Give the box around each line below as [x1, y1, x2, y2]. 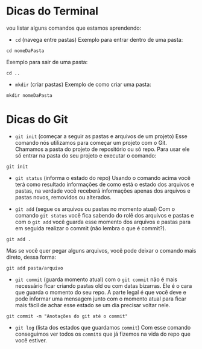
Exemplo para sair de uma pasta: [6, 58, 88, 65]
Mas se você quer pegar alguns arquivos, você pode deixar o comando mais [6, 247, 197, 254]
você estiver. [14, 336, 47, 344]
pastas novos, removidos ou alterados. [14, 193, 112, 201]
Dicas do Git [6, 113, 68, 127]
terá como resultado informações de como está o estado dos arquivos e [14, 181, 195, 188]
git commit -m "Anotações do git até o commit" [6, 313, 128, 319]
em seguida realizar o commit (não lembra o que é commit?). [14, 224, 166, 231]
